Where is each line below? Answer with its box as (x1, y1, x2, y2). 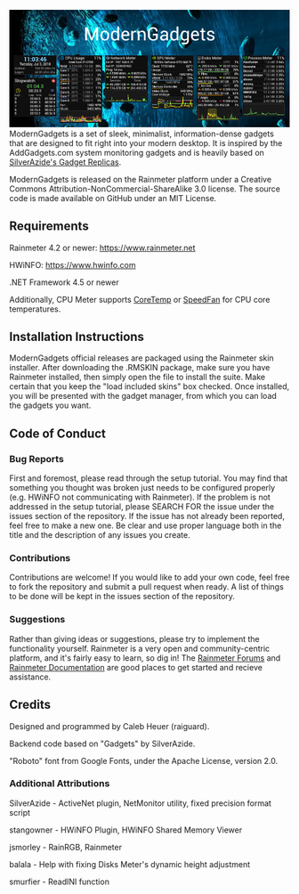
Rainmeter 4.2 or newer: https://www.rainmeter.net (9, 242, 196, 253)
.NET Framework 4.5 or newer (9, 277, 119, 288)
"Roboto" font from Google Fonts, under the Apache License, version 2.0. (9, 755, 279, 766)
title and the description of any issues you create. (9, 530, 190, 540)
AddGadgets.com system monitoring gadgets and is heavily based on (9, 147, 265, 158)
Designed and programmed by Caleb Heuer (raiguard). (9, 720, 210, 731)
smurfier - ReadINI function (9, 876, 109, 887)
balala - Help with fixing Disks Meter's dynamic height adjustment (9, 858, 251, 869)
